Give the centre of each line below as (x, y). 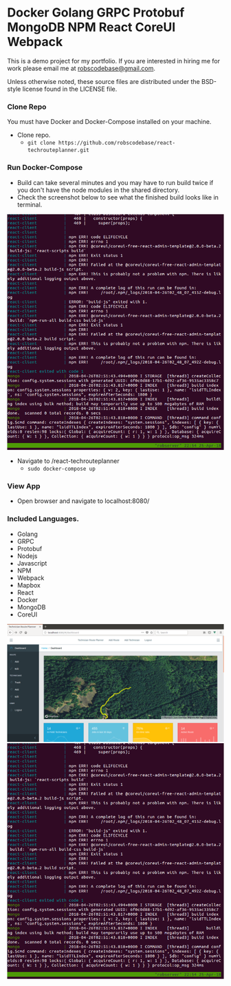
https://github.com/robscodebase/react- (117, 143)
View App (24, 486)
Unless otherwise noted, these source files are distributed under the (104, 81)
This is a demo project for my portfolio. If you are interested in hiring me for (113, 61)
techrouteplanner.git (58, 150)
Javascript (32, 563)
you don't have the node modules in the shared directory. (98, 190)
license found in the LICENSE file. (70, 89)
